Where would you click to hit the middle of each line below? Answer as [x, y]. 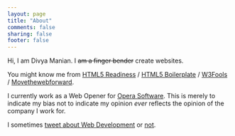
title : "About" [30, 21]
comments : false [31, 27]
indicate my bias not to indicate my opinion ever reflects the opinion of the [116, 103]
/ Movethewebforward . [41, 82]
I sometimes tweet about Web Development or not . [82, 125]
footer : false [28, 41]
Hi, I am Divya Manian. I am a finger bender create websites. [95, 61]
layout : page [27, 14]
